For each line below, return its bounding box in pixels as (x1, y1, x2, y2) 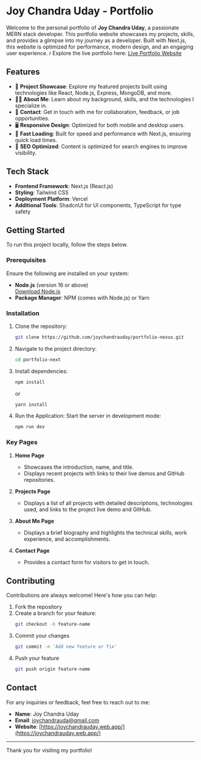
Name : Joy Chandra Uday (14, 710, 80, 717)
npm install (14, 379, 45, 385)
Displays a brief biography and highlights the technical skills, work (23, 529, 187, 536)
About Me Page (14, 517, 54, 524)
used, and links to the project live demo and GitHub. (23, 505, 152, 513)
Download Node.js (14, 288, 61, 295)
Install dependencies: (14, 367, 68, 375)
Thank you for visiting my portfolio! (6, 746, 93, 753)
